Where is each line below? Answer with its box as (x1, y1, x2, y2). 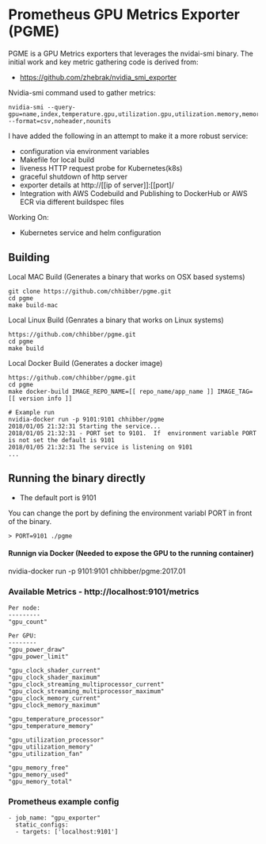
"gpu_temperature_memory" (8, 723, 93, 730)
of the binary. (8, 516, 52, 526)
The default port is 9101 (19, 492, 97, 502)
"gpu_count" (8, 618, 47, 626)
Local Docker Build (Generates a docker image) (8, 358, 163, 368)
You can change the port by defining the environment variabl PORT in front (8, 508, 253, 518)
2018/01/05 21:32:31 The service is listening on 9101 (8, 443, 193, 451)
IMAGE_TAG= (217, 387, 253, 395)
